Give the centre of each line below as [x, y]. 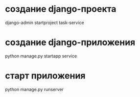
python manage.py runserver [34, 89]
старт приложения [45, 76]
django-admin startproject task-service [45, 23]
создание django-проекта [61, 9]
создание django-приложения [70, 42]
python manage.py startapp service [41, 56]
